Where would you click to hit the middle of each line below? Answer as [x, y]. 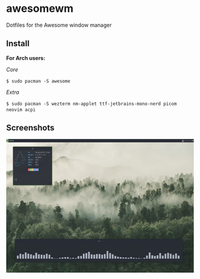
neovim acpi [21, 110]
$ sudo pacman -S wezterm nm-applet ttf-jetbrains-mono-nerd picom [92, 104]
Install [18, 44]
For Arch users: [26, 58]
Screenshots [30, 128]
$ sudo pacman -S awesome [38, 81]
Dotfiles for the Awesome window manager [59, 25]
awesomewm [40, 9]
